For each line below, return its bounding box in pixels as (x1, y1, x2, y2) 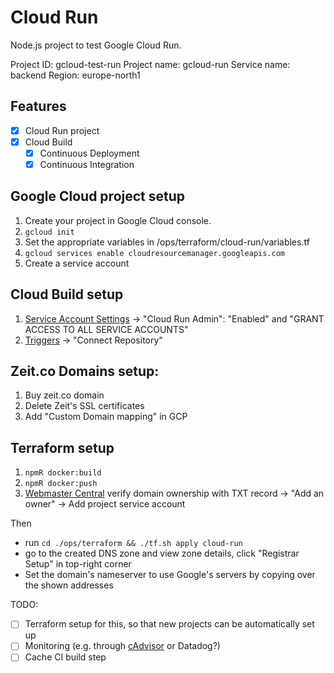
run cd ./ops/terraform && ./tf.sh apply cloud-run (24, 537, 243, 549)
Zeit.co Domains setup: (10, 363, 160, 380)
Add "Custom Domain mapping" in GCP (24, 411, 188, 423)
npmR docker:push (24, 479, 98, 489)
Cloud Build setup (10, 286, 124, 303)
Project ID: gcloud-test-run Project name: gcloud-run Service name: (10, 58, 291, 70)
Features (10, 98, 67, 115)
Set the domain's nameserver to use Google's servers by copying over (24, 569, 316, 581)
